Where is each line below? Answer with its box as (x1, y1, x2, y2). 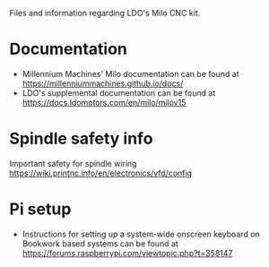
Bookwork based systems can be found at (22, 237, 179, 249)
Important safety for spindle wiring (9, 158, 137, 168)
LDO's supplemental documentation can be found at (22, 87, 216, 98)
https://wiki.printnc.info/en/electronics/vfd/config (9, 168, 193, 178)
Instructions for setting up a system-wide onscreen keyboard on (22, 228, 260, 239)
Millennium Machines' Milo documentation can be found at (22, 68, 239, 79)
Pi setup (9, 199, 72, 220)
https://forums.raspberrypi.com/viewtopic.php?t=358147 (22, 247, 233, 258)
